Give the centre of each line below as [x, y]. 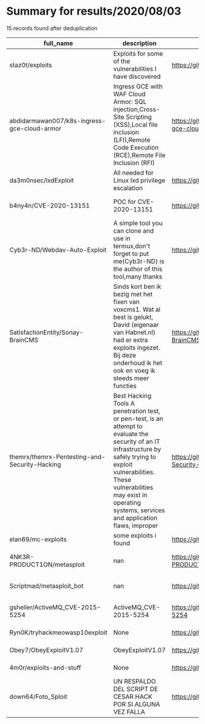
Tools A [124, 403]
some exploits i [135, 535]
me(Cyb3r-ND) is [139, 261]
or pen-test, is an [138, 419]
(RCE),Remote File [139, 155]
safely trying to [135, 456]
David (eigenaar [136, 324]
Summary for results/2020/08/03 [94, 11]
